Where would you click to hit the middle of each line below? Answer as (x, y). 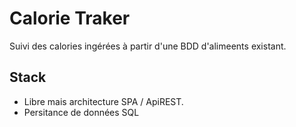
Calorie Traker (70, 18)
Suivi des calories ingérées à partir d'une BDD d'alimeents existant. (148, 46)
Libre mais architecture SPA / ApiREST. (103, 101)
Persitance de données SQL (81, 112)
